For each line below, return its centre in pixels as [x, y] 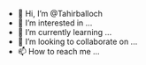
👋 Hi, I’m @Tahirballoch [60, 14]
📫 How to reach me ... [58, 51]
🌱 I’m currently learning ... [65, 32]
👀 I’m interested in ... [55, 23]
